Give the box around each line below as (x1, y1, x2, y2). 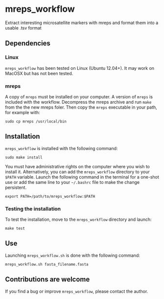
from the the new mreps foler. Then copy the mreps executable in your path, (5, 104, 158, 110)
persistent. (5, 184, 27, 190)
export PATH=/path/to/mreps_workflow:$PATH (5, 194, 95, 199)
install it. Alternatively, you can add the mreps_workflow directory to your (5, 169, 150, 175)
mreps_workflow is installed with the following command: (5, 145, 118, 151)
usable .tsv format (5, 25, 42, 30)
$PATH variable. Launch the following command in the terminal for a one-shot (5, 174, 159, 180)
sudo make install (5, 155, 43, 160)
